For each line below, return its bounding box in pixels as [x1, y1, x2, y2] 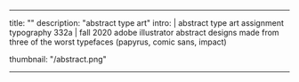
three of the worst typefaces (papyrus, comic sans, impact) [9, 37, 227, 47]
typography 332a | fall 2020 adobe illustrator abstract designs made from [9, 28, 279, 37]
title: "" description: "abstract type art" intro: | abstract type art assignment [9, 18, 285, 28]
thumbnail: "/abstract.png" [9, 54, 107, 64]
